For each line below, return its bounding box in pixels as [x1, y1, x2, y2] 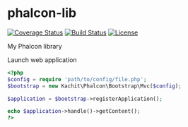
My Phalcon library [7, 42, 62, 50]
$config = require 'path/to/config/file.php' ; [7, 75, 147, 83]
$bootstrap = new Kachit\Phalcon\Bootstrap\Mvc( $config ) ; [7, 83, 182, 90]
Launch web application [7, 55, 77, 64]
